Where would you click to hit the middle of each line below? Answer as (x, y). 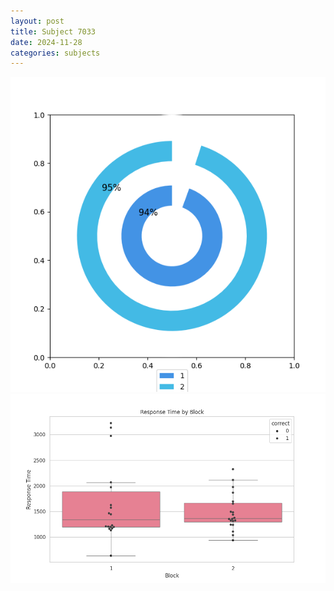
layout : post (37, 21)
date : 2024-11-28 (46, 42)
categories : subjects (55, 53)
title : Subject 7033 (53, 31)
